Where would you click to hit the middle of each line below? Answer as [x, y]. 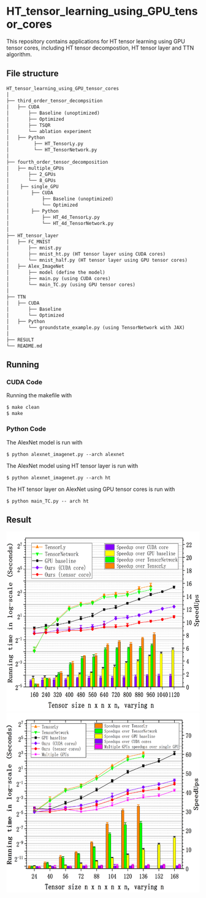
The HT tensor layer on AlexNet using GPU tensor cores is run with [91, 489]
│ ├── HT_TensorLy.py [45, 143]
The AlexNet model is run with [44, 442]
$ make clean [23, 408]
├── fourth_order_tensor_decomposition [57, 162]
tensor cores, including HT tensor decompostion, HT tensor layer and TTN [100, 48]
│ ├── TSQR [29, 125]
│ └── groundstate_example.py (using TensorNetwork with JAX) [96, 327]
